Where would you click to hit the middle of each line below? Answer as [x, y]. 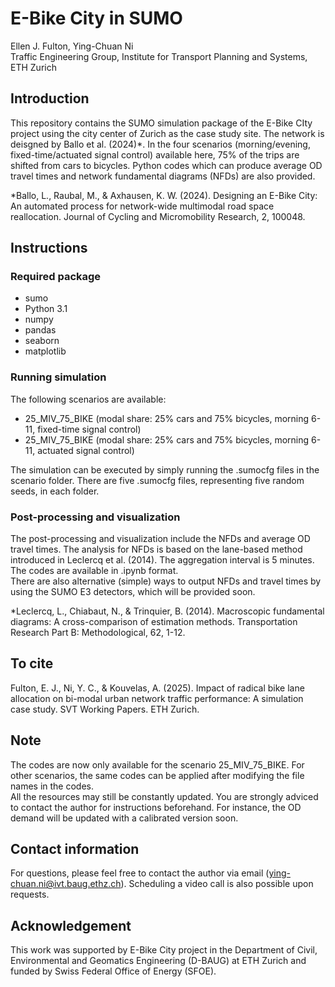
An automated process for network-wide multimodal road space [142, 206]
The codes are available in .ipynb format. [94, 571]
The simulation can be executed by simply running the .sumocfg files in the [165, 469]
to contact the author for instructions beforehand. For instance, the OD [156, 807]
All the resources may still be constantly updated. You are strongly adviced [164, 796]
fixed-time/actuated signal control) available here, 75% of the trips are [155, 154]
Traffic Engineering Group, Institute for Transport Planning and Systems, [159, 56]
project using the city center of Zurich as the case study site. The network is [167, 133]
